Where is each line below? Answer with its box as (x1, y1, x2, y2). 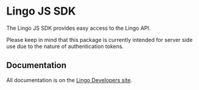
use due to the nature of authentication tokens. (6, 43, 124, 50)
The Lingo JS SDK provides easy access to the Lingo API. (6, 24, 151, 32)
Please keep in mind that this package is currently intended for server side (6, 36, 193, 43)
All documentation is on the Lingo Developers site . (6, 76, 133, 83)
